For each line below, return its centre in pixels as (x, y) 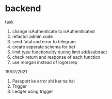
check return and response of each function (56, 57)
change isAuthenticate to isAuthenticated (53, 31)
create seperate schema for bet (44, 47)
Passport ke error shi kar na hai (43, 81)
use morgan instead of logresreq (45, 62)
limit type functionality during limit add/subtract (59, 52)
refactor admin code (32, 36)
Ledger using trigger (32, 91)
